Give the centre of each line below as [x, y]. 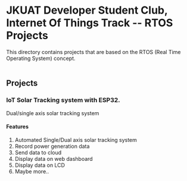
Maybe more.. [32, 171]
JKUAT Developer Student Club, [87, 10]
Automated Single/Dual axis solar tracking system [76, 139]
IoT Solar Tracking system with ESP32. [63, 100]
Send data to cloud [38, 153]
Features [17, 127]
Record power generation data [52, 146]
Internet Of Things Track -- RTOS [90, 23]
